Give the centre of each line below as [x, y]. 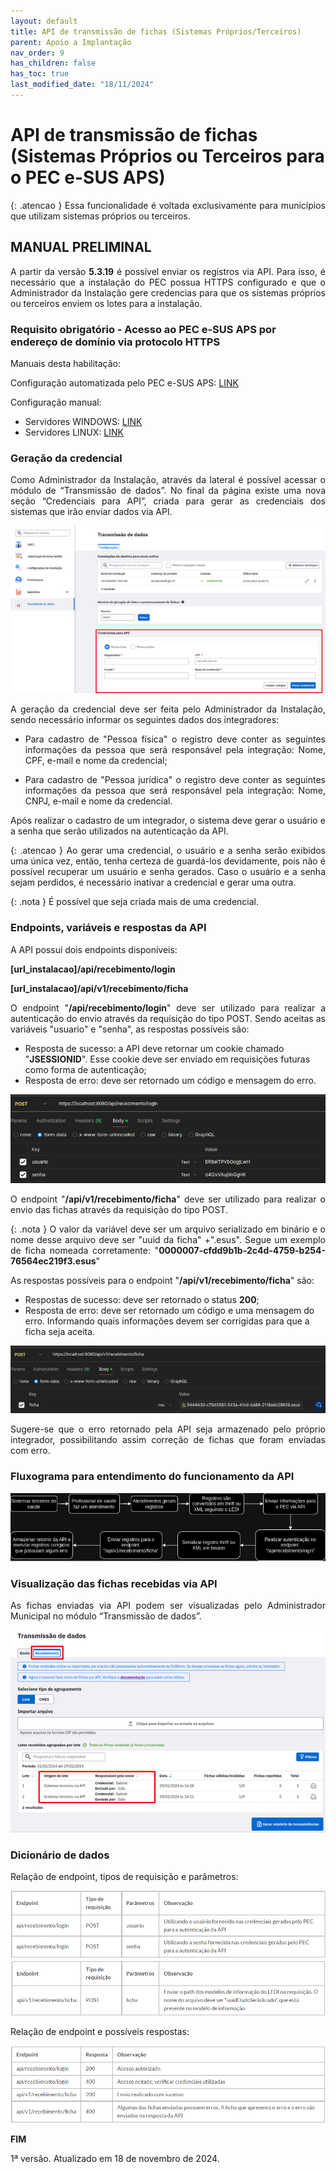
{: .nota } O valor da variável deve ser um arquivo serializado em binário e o [168, 1229]
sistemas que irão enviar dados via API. [91, 512]
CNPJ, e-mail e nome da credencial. [98, 801]
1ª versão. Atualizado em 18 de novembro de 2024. [115, 2159]
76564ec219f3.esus [53, 1261]
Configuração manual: [56, 402]
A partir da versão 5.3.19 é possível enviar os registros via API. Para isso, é [168, 271]
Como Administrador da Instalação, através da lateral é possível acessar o [168, 480]
